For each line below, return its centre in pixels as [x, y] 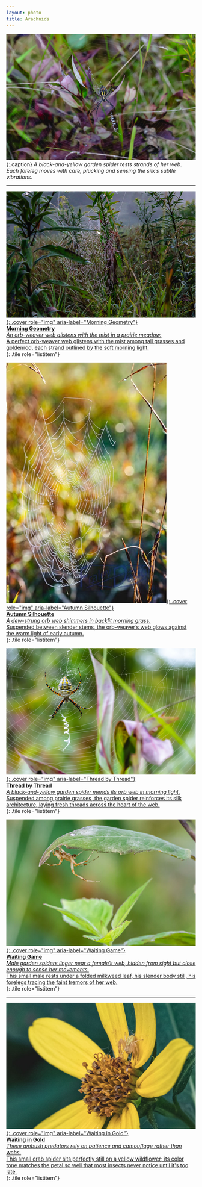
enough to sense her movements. [47, 969]
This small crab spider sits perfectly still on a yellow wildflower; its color [95, 1159]
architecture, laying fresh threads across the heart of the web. [83, 805]
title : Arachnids [28, 19]
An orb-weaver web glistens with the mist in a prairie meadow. [84, 335]
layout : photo [24, 13]
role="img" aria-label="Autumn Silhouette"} [60, 608]
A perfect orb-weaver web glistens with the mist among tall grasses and [96, 341]
